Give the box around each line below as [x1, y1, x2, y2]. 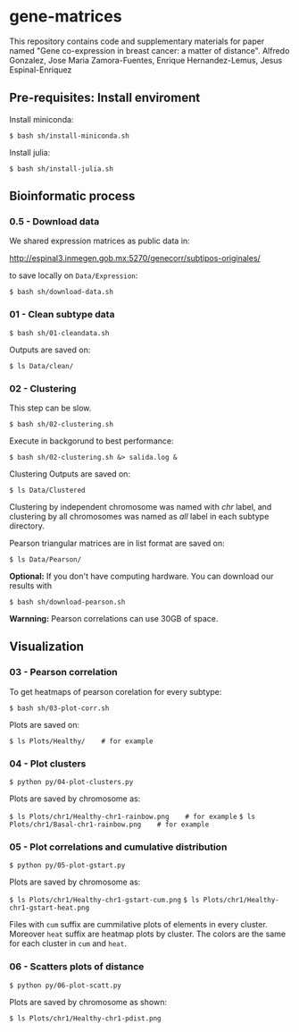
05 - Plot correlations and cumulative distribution [9, 841, 228, 853]
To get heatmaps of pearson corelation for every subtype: [9, 686, 222, 697]
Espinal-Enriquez [9, 64, 72, 75]
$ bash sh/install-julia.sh [9, 164, 114, 173]
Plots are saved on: [9, 719, 80, 730]
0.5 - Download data [9, 216, 100, 228]
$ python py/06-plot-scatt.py [9, 981, 122, 990]
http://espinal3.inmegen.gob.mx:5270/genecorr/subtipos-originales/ [9, 253, 261, 264]
